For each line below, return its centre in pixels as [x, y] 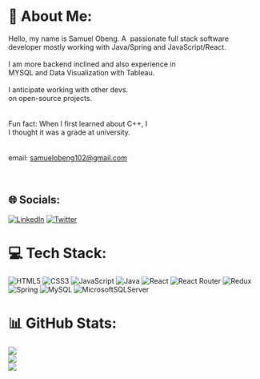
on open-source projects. [50, 98]
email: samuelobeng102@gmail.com [68, 157]
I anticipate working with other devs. [68, 89]
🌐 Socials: [34, 200]
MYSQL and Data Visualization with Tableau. [82, 72]
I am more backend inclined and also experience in [92, 64]
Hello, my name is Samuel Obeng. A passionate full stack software [119, 38]
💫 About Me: [50, 16]
